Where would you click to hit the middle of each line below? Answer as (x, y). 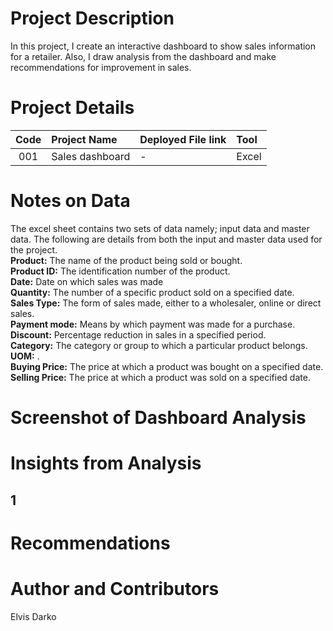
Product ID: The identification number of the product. (120, 271)
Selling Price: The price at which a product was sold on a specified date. (160, 377)
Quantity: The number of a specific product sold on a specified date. (152, 292)
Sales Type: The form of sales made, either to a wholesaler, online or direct (166, 303)
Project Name (84, 139)
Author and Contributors (115, 588)
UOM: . (25, 356)
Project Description (92, 18)
